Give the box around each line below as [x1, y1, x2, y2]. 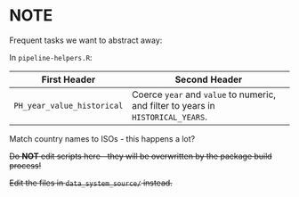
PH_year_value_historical [13, 100, 124, 111]
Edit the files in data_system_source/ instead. [9, 177, 174, 188]
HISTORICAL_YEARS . [132, 111, 207, 123]
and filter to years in [132, 99, 215, 111]
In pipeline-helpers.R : [9, 52, 93, 62]
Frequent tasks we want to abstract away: [9, 35, 163, 45]
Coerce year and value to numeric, [132, 88, 277, 101]
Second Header [174, 73, 243, 86]
